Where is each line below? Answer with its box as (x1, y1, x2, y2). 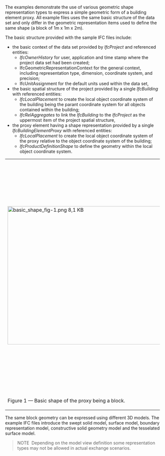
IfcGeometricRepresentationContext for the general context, (19, 65, 141, 71)
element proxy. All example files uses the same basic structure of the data (5, 15, 155, 20)
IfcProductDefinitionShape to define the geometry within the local (19, 143, 153, 149)
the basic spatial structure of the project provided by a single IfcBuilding (12, 86, 159, 91)
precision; (19, 76, 40, 81)
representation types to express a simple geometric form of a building (5, 9, 146, 15)
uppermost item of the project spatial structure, (19, 117, 115, 123)
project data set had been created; (19, 60, 90, 65)
